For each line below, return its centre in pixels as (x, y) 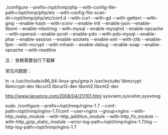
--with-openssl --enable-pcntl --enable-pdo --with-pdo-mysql (70, 34)
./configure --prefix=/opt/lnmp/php (41, 7)
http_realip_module (25, 116)
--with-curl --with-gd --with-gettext (104, 18)
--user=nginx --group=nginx (100, 111)
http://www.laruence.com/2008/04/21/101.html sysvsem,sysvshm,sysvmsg (83, 96)
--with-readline (40, 50)
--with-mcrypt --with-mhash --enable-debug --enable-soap (77, 44)
